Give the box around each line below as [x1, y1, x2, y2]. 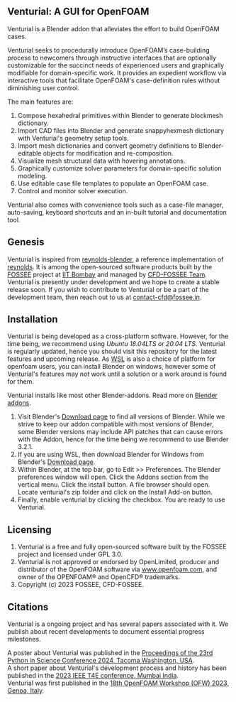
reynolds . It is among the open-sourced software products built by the [7, 262, 213, 271]
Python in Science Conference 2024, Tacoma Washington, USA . [7, 657, 195, 665]
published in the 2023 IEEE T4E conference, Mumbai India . [7, 671, 179, 680]
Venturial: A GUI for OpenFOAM [7, 6, 150, 18]
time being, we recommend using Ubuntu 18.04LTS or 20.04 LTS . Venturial [7, 340, 225, 348]
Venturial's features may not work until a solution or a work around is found [7, 369, 227, 379]
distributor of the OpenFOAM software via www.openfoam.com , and [17, 565, 218, 574]
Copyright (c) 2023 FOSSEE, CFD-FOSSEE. [17, 580, 144, 589]
